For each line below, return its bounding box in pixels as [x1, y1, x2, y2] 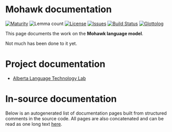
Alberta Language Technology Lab [12, 75, 86, 81]
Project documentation [5, 58, 106, 70]
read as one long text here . [5, 121, 63, 127]
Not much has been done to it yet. [5, 40, 78, 47]
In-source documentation [5, 93, 117, 105]
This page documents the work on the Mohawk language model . [5, 30, 144, 36]
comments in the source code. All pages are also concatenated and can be [5, 115, 164, 121]
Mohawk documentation [5, 4, 112, 15]
